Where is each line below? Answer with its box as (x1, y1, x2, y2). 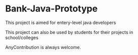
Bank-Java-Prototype (5, 3, 98, 14)
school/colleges (5, 34, 39, 40)
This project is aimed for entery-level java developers (5, 19, 116, 25)
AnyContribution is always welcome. (5, 44, 81, 50)
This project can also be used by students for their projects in (5, 29, 133, 35)
